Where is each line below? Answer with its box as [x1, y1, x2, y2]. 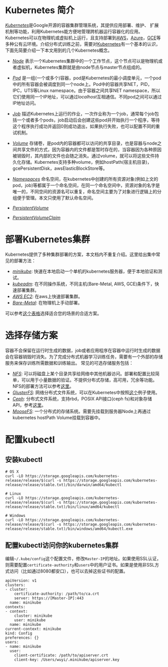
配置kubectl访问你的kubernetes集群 [5, 541, 118, 550]
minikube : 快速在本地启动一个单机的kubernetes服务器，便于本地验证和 [12, 268, 158, 274]
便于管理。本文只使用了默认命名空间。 [16, 194, 96, 201]
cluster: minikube [14, 613, 52, 618]
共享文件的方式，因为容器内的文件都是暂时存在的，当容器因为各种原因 [16, 146, 161, 152]
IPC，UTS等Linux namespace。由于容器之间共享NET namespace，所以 [12, 87, 160, 93]
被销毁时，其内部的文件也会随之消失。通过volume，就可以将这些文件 [12, 153, 155, 159]
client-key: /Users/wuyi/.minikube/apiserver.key [14, 657, 120, 662]
